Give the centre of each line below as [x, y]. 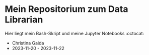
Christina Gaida [28, 43]
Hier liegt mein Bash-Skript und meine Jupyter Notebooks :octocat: [74, 33]
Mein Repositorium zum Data [66, 9]
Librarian [24, 20]
